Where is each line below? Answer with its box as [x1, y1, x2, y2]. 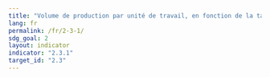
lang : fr [8, 19, 38, 27]
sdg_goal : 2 [8, 34, 48, 43]
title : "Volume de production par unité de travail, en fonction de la [8, 11, 253, 20]
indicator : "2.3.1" [8, 49, 74, 57]
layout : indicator [8, 42, 70, 50]
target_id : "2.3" [8, 57, 67, 65]
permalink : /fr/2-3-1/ [8, 26, 84, 34]
